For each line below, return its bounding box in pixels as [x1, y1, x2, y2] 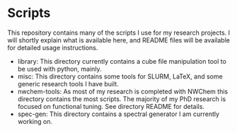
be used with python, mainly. [17, 64, 102, 73]
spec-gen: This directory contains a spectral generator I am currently [17, 110, 220, 118]
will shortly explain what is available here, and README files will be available [7, 35, 230, 44]
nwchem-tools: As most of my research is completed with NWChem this [17, 87, 229, 96]
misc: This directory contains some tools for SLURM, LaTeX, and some [17, 72, 223, 81]
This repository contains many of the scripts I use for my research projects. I [7, 28, 231, 37]
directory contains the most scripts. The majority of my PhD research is [17, 94, 226, 103]
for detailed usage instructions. [7, 43, 98, 52]
